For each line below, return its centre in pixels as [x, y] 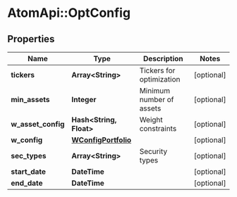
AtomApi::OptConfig [69, 13]
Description [163, 59]
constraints [158, 128]
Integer [84, 100]
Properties [31, 39]
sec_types [29, 156]
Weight [151, 120]
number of [157, 100]
